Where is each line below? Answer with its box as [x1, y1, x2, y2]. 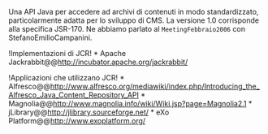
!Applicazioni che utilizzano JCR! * [8, 73, 125, 82]
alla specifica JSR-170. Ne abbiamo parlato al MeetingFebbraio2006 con [8, 24, 246, 33]
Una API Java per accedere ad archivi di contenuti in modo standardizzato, [8, 7, 259, 16]
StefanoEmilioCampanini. [8, 32, 93, 42]
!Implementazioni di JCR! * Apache [8, 49, 127, 58]
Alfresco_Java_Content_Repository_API [8, 90, 140, 100]
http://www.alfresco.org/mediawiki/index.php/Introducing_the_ [50, 81, 260, 91]
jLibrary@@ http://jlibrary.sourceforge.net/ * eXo [8, 107, 170, 117]
